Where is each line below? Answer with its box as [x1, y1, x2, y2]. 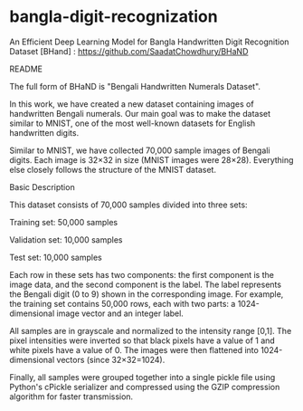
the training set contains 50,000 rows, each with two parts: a [9, 298, 236, 309]
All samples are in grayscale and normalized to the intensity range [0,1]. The [9, 325, 292, 336]
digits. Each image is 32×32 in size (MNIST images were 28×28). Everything [9, 154, 294, 165]
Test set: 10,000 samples [9, 252, 102, 263]
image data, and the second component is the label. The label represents [9, 279, 282, 290]
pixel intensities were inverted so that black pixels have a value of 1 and [9, 335, 276, 346]
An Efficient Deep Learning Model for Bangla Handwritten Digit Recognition [9, 36, 289, 47]
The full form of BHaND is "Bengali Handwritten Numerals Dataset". [9, 81, 260, 91]
